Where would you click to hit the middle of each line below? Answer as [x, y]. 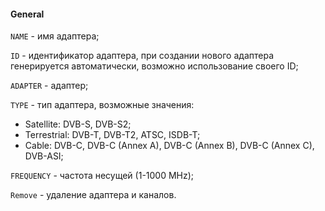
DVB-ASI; [44, 156]
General [27, 14]
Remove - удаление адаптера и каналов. [93, 195]
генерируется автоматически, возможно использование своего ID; [154, 66]
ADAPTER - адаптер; [49, 86]
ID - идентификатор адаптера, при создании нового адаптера [142, 56]
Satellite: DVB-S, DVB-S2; [78, 124]
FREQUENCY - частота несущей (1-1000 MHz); [102, 176]
